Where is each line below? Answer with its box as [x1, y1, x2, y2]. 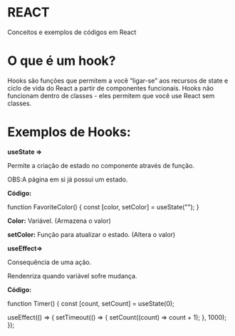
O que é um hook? [7, 53, 116, 69]
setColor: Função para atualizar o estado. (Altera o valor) [7, 230, 176, 238]
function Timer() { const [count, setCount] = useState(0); [7, 299, 174, 308]
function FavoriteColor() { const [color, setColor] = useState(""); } [7, 202, 199, 211]
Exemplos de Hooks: [7, 124, 132, 140]
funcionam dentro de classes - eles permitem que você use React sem [7, 91, 215, 100]
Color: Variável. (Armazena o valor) [7, 216, 112, 225]
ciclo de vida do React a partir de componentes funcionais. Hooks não [7, 83, 214, 93]
